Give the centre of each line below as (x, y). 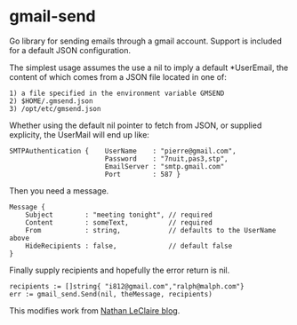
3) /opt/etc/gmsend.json (55, 108)
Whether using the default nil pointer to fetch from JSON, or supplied (136, 125)
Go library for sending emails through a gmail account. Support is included (146, 41)
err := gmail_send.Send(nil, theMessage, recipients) (111, 294)
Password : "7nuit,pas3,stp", (166, 159)
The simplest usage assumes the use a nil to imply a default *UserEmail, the (149, 67)
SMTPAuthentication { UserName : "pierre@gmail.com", (123, 151)
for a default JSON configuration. (70, 50)
